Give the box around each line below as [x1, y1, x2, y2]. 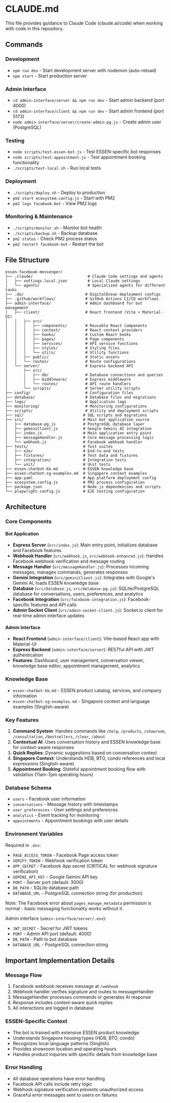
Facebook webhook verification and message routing [12, 558, 125, 564]
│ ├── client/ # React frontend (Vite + [5, 310, 140, 315]
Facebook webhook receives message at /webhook [12, 983, 119, 989]
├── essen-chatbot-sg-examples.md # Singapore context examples [5, 471, 147, 476]
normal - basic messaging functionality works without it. [5, 905, 124, 911]
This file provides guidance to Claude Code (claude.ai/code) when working [5, 20, 163, 26]
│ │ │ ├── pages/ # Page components [5, 336, 125, 342]
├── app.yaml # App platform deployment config [5, 475, 157, 480]
